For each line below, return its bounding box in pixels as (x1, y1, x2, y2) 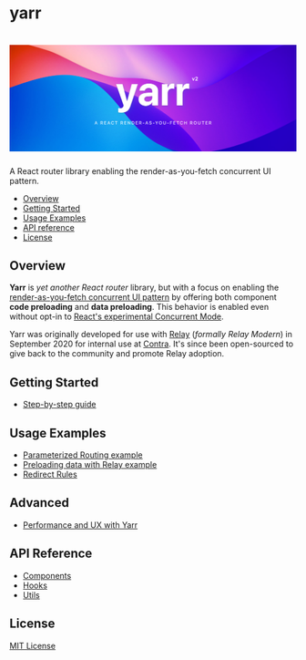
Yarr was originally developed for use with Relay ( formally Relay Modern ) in (9, 329, 293, 340)
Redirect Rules (22, 469, 77, 480)
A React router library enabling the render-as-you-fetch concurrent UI (9, 165, 271, 176)
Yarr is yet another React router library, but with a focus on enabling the (9, 282, 280, 294)
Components (22, 570, 72, 581)
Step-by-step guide (22, 399, 97, 410)
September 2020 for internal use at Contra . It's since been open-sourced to (9, 338, 294, 349)
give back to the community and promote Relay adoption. (9, 348, 225, 359)
